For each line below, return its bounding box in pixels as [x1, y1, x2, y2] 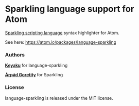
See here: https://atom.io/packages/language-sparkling [5, 39, 117, 45]
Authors [5, 51, 25, 58]
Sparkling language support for [5, 3, 135, 15]
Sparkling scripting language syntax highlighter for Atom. [5, 30, 120, 35]
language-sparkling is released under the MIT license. [5, 95, 113, 101]
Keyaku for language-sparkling [5, 62, 68, 69]
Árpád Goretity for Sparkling [5, 72, 63, 78]
